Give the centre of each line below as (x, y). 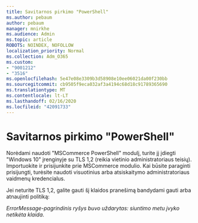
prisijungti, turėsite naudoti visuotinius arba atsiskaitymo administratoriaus (98, 173)
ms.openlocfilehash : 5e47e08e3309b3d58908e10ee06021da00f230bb (87, 79)
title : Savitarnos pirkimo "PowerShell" (58, 12)
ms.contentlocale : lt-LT (37, 96)
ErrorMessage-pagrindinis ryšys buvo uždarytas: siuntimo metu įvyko (93, 209)
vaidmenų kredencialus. (36, 179)
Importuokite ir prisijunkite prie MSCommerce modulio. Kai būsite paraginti (98, 166)
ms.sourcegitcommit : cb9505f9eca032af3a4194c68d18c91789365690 (87, 85)
